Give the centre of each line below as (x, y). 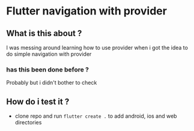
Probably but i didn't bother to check (52, 83)
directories (28, 123)
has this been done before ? (47, 69)
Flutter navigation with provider (86, 11)
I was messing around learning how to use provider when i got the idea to (97, 47)
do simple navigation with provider (49, 54)
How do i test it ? (38, 101)
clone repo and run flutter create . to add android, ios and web (96, 116)
